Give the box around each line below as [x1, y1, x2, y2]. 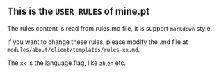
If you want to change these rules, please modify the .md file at [7, 38, 188, 46]
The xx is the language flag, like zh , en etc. [7, 59, 127, 67]
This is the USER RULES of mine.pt [7, 6, 150, 17]
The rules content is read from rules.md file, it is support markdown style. [7, 24, 213, 32]
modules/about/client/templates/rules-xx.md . [7, 45, 140, 53]
